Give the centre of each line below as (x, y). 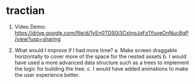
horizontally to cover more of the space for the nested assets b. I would (100, 56)
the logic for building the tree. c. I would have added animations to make (101, 68)
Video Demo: (30, 27)
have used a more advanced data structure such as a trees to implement (102, 63)
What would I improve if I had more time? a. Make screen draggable (96, 50)
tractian (25, 11)
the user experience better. (47, 75)
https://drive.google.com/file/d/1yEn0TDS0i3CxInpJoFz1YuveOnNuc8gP (101, 32)
